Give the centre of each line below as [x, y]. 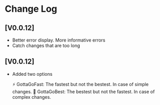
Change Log [31, 9]
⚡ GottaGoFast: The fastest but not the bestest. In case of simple [80, 84]
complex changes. [32, 97]
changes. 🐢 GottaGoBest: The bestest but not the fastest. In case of [83, 91]
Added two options [32, 74]
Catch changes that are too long [46, 46]
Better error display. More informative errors [59, 40]
